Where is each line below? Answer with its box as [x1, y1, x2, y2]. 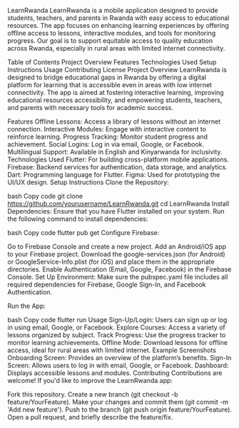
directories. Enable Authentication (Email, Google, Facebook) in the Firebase [7, 265, 232, 274]
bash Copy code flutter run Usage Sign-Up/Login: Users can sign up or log [7, 316, 228, 324]
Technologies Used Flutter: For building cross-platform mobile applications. [7, 155, 230, 164]
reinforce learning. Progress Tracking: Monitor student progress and [7, 132, 208, 141]
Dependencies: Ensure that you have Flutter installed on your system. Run [7, 207, 225, 215]
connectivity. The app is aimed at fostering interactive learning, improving [7, 89, 224, 96]
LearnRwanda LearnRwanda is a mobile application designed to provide [7, 6, 219, 14]
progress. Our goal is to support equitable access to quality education [7, 36, 213, 45]
